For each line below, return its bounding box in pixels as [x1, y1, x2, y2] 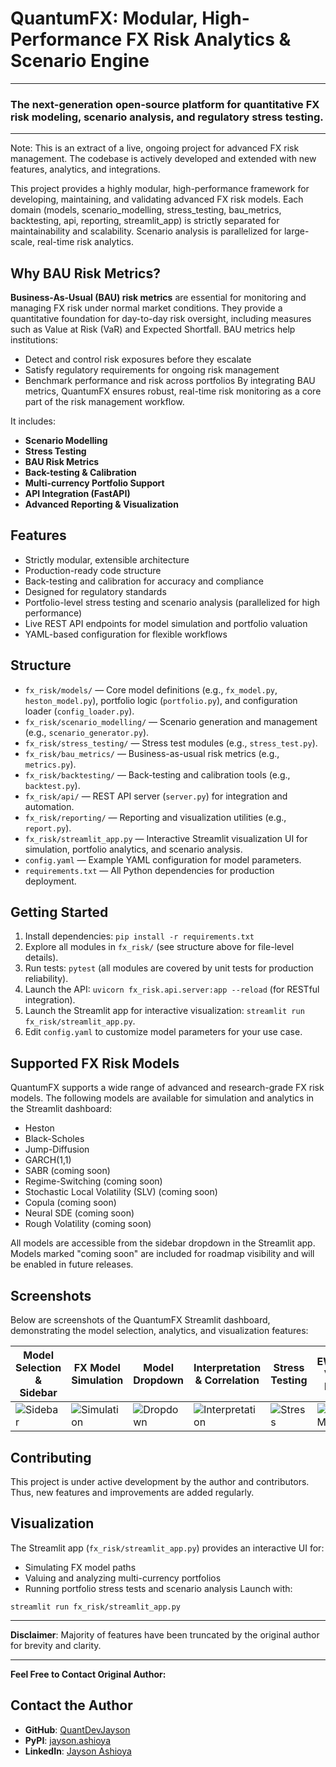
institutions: [10, 334, 58, 346]
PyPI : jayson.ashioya [24, 1734, 112, 1746]
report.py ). [24, 822, 72, 834]
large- [283, 225, 310, 237]
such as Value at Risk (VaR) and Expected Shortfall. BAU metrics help [10, 323, 296, 336]
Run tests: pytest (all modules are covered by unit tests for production [24, 962, 314, 974]
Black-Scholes [24, 1133, 85, 1145]
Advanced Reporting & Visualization [24, 498, 179, 511]
